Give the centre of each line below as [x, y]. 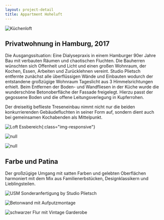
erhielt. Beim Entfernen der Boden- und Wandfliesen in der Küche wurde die [82, 87]
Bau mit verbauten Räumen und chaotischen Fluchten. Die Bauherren [75, 61]
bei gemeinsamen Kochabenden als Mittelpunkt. [54, 117]
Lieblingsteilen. [20, 184]
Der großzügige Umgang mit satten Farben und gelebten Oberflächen [76, 173]
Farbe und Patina [32, 161]
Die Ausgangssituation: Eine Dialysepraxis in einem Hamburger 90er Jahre [81, 56]
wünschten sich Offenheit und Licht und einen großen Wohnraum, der [76, 66]
